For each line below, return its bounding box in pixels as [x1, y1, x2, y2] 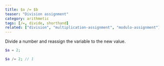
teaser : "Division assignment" [5, 12, 69, 16]
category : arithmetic [5, 16, 49, 21]
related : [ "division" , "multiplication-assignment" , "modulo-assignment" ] [5, 25, 161, 30]
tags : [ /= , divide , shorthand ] [5, 20, 69, 26]
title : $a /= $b [5, 7, 38, 12]
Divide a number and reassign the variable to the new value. [5, 38, 126, 44]
